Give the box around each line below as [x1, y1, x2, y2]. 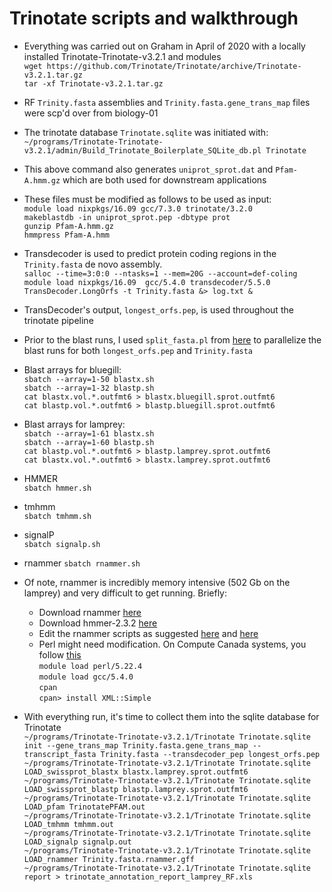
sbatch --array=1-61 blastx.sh [23, 428, 155, 439]
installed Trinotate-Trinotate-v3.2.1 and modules [23, 50, 222, 62]
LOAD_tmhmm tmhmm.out [23, 819, 114, 829]
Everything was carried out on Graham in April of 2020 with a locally [23, 40, 306, 52]
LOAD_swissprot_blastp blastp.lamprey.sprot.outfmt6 [23, 784, 249, 794]
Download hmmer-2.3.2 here [38, 617, 158, 629]
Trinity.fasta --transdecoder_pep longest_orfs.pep [100, 749, 321, 759]
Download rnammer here [38, 606, 142, 618]
